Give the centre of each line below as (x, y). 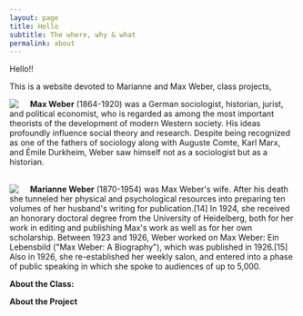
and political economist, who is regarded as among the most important (142, 114)
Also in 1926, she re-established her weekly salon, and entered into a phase (151, 257)
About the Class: (42, 284)
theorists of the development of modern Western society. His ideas (135, 123)
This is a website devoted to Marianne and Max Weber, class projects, (141, 86)
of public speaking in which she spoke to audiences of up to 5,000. (135, 267)
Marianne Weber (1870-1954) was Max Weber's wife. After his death (160, 189)
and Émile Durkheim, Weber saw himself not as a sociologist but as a (139, 153)
